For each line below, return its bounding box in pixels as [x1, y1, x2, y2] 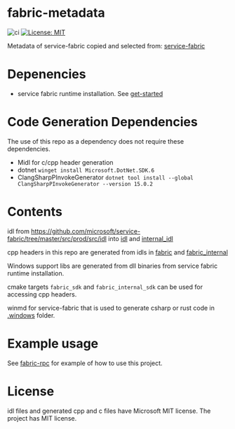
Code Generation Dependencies [7, 114, 198, 130]
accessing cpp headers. [7, 290, 77, 299]
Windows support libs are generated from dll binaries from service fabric [7, 261, 218, 270]
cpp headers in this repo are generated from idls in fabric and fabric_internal [7, 247, 228, 257]
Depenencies [7, 67, 86, 82]
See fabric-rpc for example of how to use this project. [7, 359, 163, 367]
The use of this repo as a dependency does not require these [7, 137, 184, 145]
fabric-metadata [7, 5, 105, 21]
